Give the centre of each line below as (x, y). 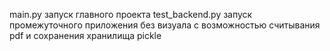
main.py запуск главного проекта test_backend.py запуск (131, 14)
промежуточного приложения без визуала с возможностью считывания (165, 25)
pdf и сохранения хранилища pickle (85, 35)
